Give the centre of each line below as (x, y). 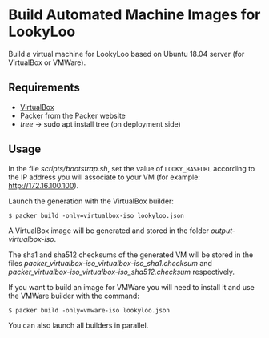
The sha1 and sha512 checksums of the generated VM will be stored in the (131, 255)
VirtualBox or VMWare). (47, 62)
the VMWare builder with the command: (74, 296)
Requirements (44, 88)
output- (223, 231)
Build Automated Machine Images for (134, 15)
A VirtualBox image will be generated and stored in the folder (109, 231)
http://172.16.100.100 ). (44, 185)
